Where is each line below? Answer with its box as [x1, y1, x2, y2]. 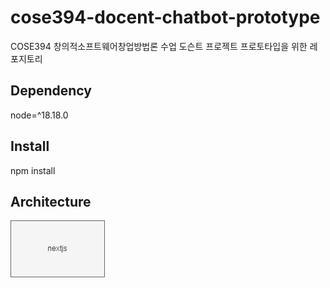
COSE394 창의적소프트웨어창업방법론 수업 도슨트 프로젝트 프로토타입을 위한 [10, 40, 308, 52]
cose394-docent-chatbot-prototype [10, 6, 321, 29]
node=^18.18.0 [10, 109, 69, 121]
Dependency [10, 82, 92, 100]
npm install [10, 164, 56, 176]
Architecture [10, 193, 92, 210]
